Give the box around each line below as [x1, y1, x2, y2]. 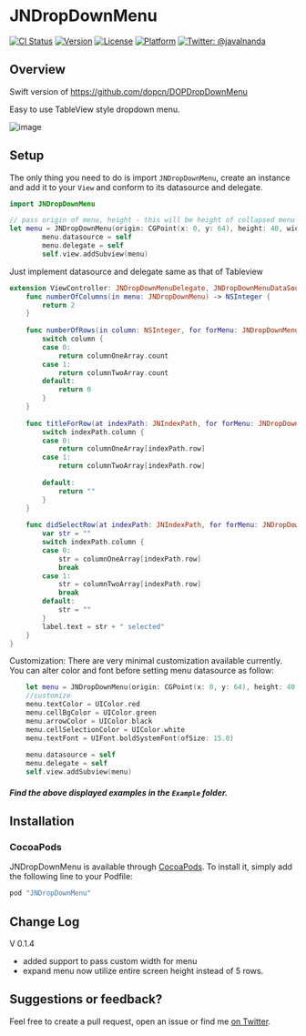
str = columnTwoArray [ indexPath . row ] [57, 580, 202, 589]
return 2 [42, 300, 76, 310]
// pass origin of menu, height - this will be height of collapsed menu [9, 216, 296, 225]
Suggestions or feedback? [9, 991, 163, 1007]
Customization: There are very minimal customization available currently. [9, 655, 282, 666]
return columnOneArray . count [57, 351, 169, 361]
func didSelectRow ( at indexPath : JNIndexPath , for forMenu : [25, 521, 259, 530]
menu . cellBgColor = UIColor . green [25, 708, 157, 717]
